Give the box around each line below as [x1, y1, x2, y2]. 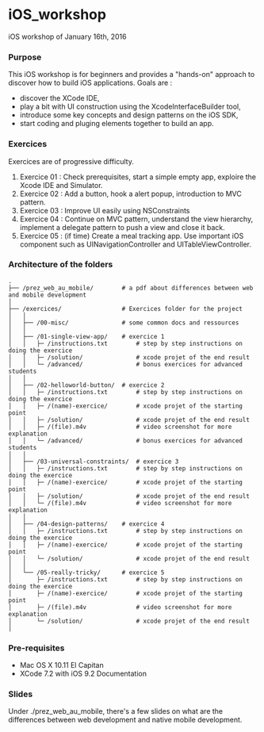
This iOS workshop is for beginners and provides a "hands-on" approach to [8, 70, 255, 79]
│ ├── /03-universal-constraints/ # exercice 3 [8, 458, 179, 466]
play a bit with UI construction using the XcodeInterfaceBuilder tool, [19, 102, 242, 112]
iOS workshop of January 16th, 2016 [8, 32, 127, 41]
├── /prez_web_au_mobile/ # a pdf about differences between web [8, 284, 254, 292]
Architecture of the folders [8, 259, 113, 270]
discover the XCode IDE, [19, 94, 100, 103]
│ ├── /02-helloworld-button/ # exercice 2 [8, 381, 165, 389]
